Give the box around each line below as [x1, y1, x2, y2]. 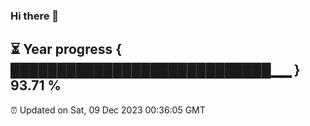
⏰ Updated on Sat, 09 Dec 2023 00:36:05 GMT [10, 104, 206, 116]
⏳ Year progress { [10, 41, 123, 58]
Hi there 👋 [10, 9, 60, 23]
